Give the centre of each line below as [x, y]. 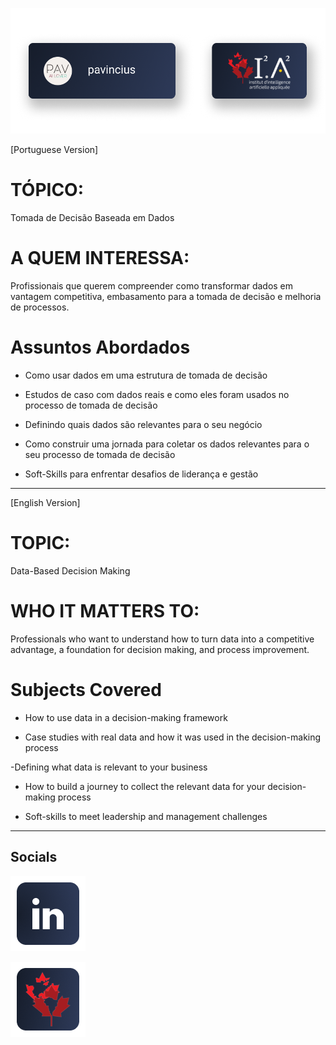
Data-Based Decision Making [70, 571]
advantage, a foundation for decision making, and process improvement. [160, 649]
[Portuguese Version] [54, 150]
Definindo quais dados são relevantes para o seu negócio [143, 425]
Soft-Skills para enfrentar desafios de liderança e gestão [141, 474]
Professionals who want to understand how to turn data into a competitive [162, 639]
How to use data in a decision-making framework [126, 717]
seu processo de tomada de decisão [100, 455]
